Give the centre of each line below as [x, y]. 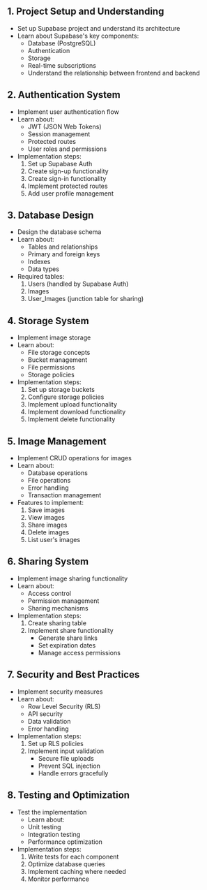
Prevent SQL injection [69, 766]
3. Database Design [51, 216]
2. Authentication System [64, 95]
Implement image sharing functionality [72, 578]
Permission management [63, 601]
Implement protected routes [68, 186]
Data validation [49, 721]
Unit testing [44, 826]
